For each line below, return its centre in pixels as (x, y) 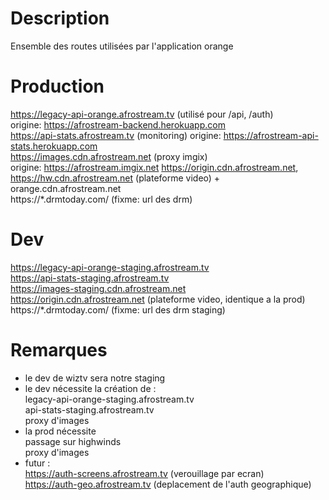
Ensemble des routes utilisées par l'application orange (122, 46)
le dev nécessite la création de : (90, 388)
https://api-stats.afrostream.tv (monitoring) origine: (116, 135)
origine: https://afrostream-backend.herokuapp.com (118, 124)
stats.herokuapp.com (54, 146)
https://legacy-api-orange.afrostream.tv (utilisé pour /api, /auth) (142, 114)
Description (60, 18)
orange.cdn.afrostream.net (66, 188)
